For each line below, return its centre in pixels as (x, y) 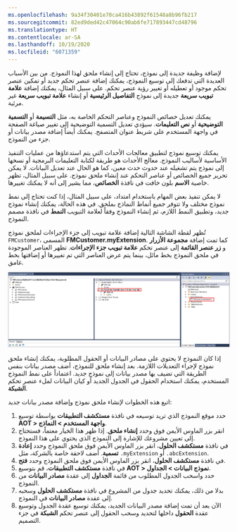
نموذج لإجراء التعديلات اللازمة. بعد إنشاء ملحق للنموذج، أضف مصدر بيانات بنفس (111, 366)
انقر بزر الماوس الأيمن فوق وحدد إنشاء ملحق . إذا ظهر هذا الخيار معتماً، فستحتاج (121, 431)
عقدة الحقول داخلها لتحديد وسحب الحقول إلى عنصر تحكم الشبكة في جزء (113, 513)
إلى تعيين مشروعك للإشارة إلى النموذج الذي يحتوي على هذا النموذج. (107, 438)
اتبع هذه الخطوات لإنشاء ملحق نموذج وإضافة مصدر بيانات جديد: (90, 402)
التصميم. (29, 521)
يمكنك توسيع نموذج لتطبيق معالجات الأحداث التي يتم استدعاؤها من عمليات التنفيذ (113, 153)
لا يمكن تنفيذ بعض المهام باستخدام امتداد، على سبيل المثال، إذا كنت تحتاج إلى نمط (114, 196)
